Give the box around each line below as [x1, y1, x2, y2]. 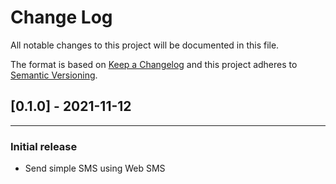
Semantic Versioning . [10, 69, 98, 81]
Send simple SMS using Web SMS [24, 162, 166, 175]
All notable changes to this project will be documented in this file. [10, 39, 280, 51]
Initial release [10, 139, 78, 153]
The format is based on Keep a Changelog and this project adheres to [10, 58, 298, 70]
